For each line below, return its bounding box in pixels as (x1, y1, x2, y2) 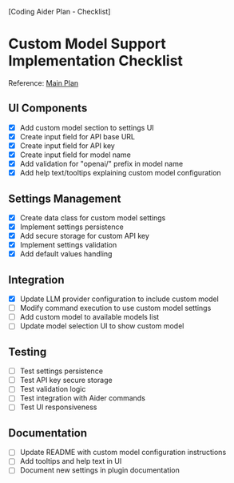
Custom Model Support (8, 35, 166, 53)
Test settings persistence (19, 366, 104, 376)
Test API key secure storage (19, 376, 113, 385)
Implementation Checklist (8, 52, 184, 70)
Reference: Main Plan (8, 78, 79, 87)
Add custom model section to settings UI (19, 123, 154, 132)
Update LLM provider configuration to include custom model (19, 294, 220, 304)
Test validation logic (19, 384, 86, 394)
